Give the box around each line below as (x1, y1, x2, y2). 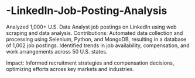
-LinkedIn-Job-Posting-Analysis (6, 4, 167, 17)
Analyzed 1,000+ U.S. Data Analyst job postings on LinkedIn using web (6, 23, 177, 30)
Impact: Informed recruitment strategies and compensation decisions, (6, 59, 175, 66)
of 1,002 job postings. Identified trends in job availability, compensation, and (6, 42, 190, 49)
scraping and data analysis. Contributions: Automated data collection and (6, 29, 183, 36)
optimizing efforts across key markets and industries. (6, 65, 135, 72)
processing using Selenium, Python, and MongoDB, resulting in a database (6, 36, 187, 42)
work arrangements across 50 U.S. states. (6, 48, 108, 55)
